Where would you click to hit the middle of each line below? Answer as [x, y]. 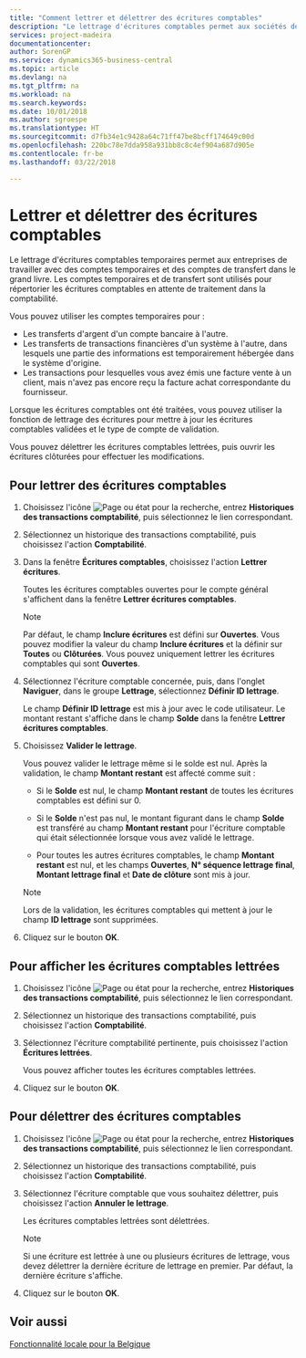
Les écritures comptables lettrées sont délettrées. [116, 1220]
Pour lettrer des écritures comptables [118, 485]
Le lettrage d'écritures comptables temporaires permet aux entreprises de [148, 260]
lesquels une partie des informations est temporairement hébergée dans [158, 353]
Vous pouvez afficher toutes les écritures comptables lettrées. [139, 1071]
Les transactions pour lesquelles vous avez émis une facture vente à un [157, 373]
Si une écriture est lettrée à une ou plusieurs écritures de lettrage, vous [156, 1256]
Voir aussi [38, 1322]
